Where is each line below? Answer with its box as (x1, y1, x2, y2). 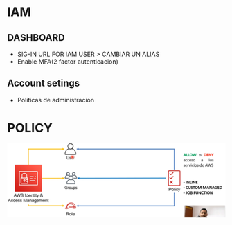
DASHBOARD (7, 32, 65, 44)
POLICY (7, 120, 53, 136)
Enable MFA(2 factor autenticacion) (17, 57, 119, 66)
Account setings (7, 78, 80, 89)
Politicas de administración (17, 96, 95, 104)
